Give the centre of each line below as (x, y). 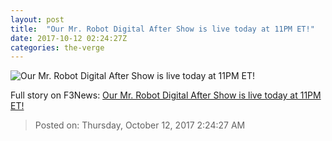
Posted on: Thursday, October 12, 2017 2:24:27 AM (140, 125)
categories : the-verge (57, 47)
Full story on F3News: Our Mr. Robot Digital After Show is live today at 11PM (166, 95)
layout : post (37, 19)
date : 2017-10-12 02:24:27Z (69, 38)
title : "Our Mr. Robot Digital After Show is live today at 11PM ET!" (162, 29)
